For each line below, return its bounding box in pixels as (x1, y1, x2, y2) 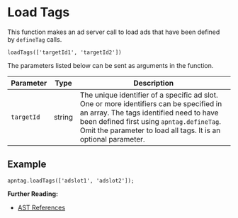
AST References (17, 203, 66, 212)
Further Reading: (7, 189, 59, 198)
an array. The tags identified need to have (79, 108, 219, 117)
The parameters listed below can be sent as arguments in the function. (7, 61, 214, 69)
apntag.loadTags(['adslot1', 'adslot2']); (7, 177, 135, 184)
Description (133, 78, 174, 88)
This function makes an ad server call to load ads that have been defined (7, 28, 220, 36)
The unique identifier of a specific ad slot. (79, 90, 218, 100)
